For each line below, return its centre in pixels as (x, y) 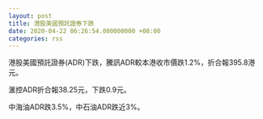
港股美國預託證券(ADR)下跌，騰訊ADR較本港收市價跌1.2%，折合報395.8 (128, 62)
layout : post (30, 16)
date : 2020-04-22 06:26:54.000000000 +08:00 (85, 31)
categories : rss (36, 38)
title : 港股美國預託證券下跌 (51, 23)
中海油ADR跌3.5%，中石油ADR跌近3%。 (76, 107)
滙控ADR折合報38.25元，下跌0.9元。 (70, 90)
